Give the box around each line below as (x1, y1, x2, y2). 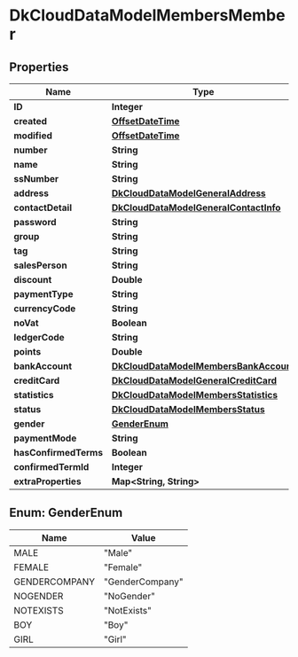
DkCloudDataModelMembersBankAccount (111, 360, 295, 372)
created (13, 115, 47, 127)
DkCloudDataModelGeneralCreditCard (111, 374, 278, 387)
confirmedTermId (13, 461, 90, 473)
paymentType (13, 288, 74, 300)
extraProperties (13, 475, 82, 488)
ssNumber (13, 173, 59, 184)
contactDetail (13, 201, 73, 214)
